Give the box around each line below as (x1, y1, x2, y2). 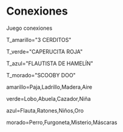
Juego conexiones (6, 24, 53, 32)
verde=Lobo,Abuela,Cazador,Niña (6, 95, 91, 102)
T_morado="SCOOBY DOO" (6, 71, 76, 78)
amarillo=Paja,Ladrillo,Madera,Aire (6, 83, 93, 91)
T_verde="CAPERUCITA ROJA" (6, 47, 83, 55)
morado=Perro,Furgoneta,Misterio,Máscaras (6, 119, 118, 126)
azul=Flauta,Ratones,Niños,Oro (6, 106, 84, 114)
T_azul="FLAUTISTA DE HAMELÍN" (6, 60, 94, 67)
